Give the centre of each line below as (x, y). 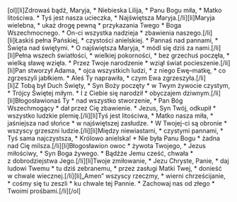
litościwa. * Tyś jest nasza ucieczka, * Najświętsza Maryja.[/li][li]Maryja (111, 18)
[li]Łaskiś (21, 40)
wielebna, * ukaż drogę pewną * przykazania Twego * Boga (94, 25)
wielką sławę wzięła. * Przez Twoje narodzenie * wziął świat (95, 63)
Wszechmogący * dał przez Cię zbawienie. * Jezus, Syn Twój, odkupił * (112, 108)
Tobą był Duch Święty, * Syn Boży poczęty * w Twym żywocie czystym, (125, 85)
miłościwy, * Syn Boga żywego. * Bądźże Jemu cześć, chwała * (100, 153)
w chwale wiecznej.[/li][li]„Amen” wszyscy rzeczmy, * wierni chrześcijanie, (117, 176)
